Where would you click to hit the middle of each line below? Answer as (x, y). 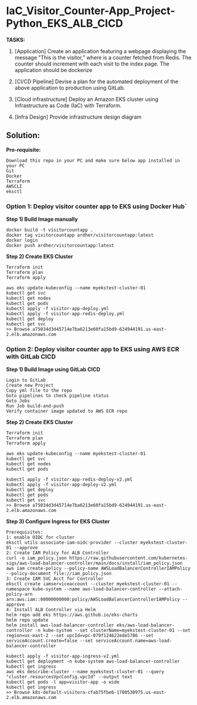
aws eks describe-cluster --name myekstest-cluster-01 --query (85, 672)
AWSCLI (14, 186)
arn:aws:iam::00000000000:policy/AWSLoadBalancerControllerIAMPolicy (93, 600)
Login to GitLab (26, 380)
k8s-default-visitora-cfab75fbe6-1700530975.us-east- (99, 693)
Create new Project (30, 386)
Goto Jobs (18, 401)
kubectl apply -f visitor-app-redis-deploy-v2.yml (69, 479)
